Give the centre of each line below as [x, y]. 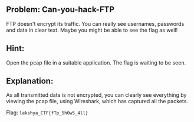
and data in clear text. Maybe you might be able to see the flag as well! [92, 30]
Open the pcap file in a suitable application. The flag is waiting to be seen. [96, 62]
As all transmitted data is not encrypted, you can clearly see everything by [96, 95]
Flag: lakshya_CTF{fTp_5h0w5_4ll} [47, 113]
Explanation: [30, 81]
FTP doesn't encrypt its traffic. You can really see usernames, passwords [95, 23]
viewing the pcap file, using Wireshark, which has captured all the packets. [97, 101]
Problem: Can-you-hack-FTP [60, 10]
